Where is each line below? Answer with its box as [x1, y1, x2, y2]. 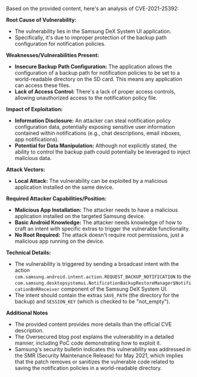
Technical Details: [6, 249, 51, 256]
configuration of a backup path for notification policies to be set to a [14, 69, 181, 76]
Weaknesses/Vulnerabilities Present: [6, 52, 99, 58]
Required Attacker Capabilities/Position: [6, 195, 107, 202]
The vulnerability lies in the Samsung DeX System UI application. [14, 28, 172, 35]
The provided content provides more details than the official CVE [14, 321, 172, 328]
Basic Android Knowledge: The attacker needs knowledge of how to [14, 219, 182, 226]
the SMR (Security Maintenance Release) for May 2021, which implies [14, 352, 183, 359]
